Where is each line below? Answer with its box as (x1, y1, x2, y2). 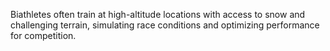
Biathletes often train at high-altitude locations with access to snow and (10, 9, 306, 20)
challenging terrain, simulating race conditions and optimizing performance (10, 19, 320, 31)
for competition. (10, 30, 77, 41)
